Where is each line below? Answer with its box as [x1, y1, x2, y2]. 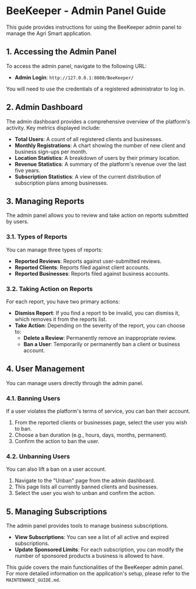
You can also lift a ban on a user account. [6, 466, 107, 473]
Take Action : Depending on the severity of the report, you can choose [14, 322, 185, 329]
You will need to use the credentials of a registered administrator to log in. [6, 85, 185, 92]
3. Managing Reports [6, 196, 85, 206]
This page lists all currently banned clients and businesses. [14, 483, 158, 490]
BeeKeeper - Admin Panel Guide [6, 4, 167, 18]
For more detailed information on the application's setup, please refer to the [6, 570, 190, 577]
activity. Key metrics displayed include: [6, 124, 101, 131]
